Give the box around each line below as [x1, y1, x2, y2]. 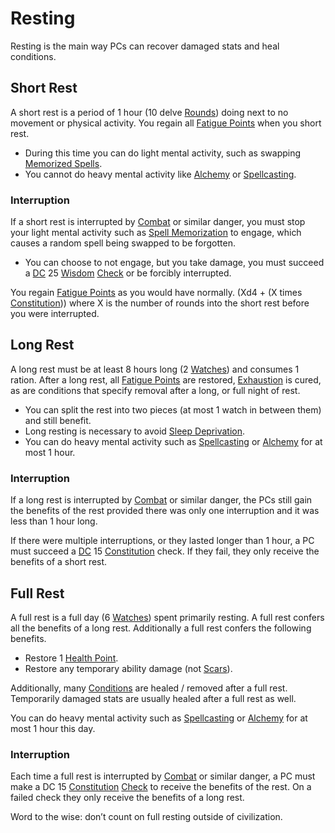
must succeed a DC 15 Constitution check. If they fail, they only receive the [10, 545, 320, 557]
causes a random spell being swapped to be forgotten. [10, 237, 236, 249]
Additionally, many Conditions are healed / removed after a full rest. [10, 682, 288, 694]
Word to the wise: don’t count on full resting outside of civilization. [10, 811, 283, 823]
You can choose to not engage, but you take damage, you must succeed [24, 257, 325, 269]
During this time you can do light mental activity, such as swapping [24, 147, 302, 159]
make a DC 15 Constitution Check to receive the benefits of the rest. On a [10, 781, 312, 793]
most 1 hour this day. [10, 722, 96, 734]
